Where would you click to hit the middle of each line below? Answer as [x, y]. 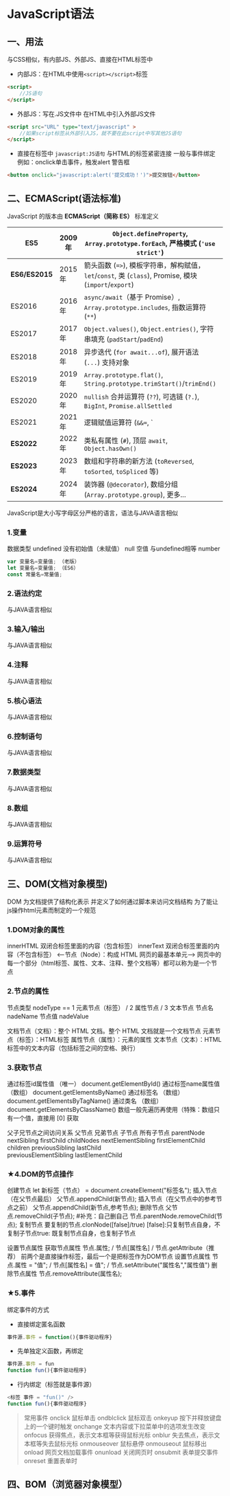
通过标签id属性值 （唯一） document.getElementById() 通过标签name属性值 [114, 1084]
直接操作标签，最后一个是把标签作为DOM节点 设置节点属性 [127, 1257]
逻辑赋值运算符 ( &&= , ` [118, 422]
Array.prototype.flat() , [124, 375]
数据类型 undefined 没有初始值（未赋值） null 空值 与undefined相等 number [114, 549]
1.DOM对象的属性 [36, 930]
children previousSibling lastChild [54, 1148]
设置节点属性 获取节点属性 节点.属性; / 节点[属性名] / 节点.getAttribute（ [108, 1248]
